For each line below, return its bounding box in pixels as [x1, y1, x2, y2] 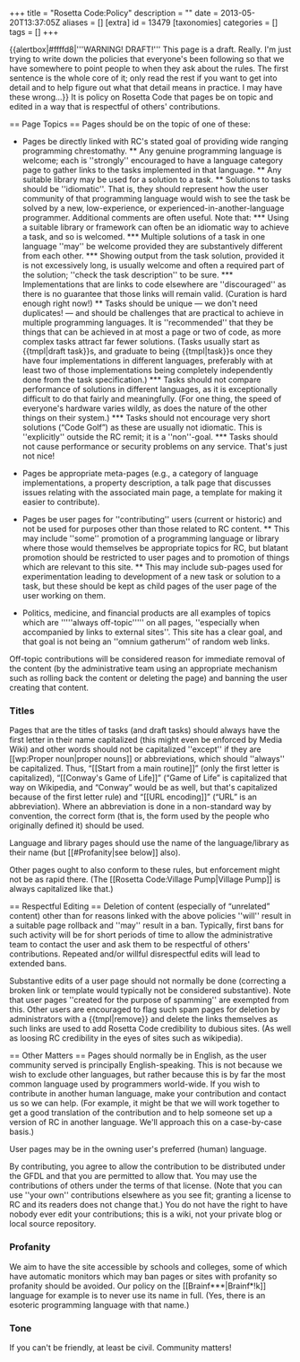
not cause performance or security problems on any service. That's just [21, 441, 288, 451]
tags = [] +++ [9, 27, 59, 37]
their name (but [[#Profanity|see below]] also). [9, 847, 181, 858]
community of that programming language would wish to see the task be [21, 193, 291, 204]
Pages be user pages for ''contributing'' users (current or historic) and [21, 514, 282, 524]
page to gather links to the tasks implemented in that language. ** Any [21, 165, 282, 175]
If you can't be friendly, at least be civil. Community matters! [9, 1341, 232, 1353]
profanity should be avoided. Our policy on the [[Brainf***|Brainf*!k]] [9, 1280, 267, 1291]
